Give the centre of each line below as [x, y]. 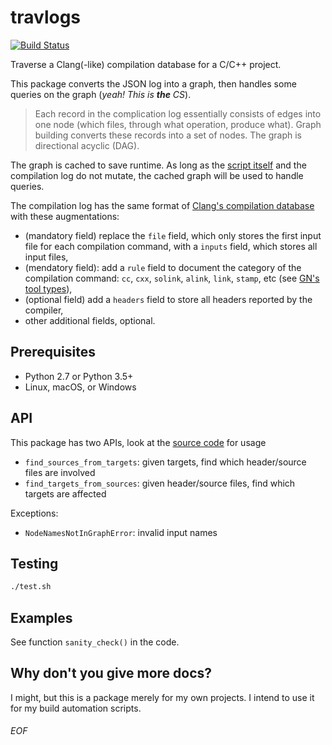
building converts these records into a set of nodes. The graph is [168, 135]
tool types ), [48, 288]
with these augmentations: [65, 216]
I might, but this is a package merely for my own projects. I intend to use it [162, 697]
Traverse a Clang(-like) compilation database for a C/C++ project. [146, 64]
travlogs [46, 17]
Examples [41, 617]
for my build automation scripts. [76, 708]
